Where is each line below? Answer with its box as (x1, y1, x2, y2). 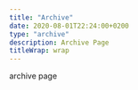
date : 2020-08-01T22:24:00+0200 (9, 21, 129, 30)
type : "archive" (9, 29, 69, 38)
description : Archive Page (9, 37, 110, 47)
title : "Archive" (9, 12, 74, 22)
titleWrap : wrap (9, 46, 69, 55)
